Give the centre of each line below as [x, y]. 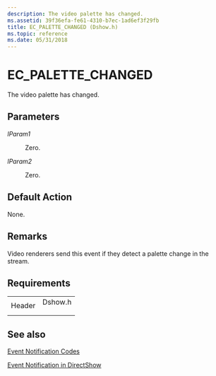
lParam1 [19, 134]
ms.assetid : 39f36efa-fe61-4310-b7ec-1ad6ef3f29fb [83, 20]
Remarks [28, 236]
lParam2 [20, 161]
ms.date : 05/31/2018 [38, 40]
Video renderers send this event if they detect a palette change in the [108, 253]
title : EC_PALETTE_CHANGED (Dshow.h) [63, 27]
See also [26, 334]
